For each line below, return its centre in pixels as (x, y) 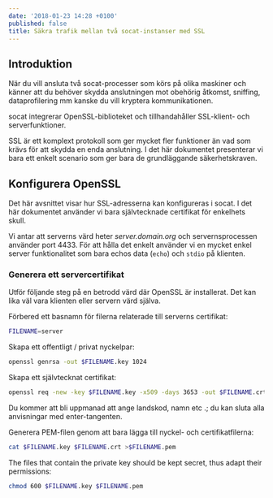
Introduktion (41, 64)
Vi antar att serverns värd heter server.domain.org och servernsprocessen (133, 236)
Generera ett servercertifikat (66, 275)
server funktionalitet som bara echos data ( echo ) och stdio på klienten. (127, 253)
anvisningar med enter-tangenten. (66, 416)
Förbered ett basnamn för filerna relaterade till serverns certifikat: (118, 317)
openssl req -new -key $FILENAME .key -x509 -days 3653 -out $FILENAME (130, 392)
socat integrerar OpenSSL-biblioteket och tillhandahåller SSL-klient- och (129, 117)
